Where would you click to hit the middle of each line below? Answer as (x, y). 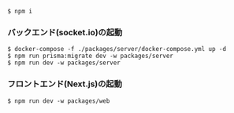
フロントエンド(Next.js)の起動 (65, 84)
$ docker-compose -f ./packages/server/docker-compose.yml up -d (117, 49)
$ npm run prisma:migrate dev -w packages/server (91, 56)
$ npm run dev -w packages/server (64, 63)
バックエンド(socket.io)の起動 (65, 32)
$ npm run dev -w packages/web (59, 101)
